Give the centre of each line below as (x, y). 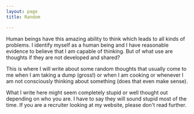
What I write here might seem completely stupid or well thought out (87, 92)
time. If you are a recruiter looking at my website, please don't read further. (96, 105)
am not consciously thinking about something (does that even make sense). (97, 81)
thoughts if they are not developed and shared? (63, 57)
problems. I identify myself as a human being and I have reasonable (87, 45)
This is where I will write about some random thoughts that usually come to (96, 68)
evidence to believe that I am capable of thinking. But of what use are (90, 51)
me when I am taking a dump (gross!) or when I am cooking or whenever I (95, 75)
